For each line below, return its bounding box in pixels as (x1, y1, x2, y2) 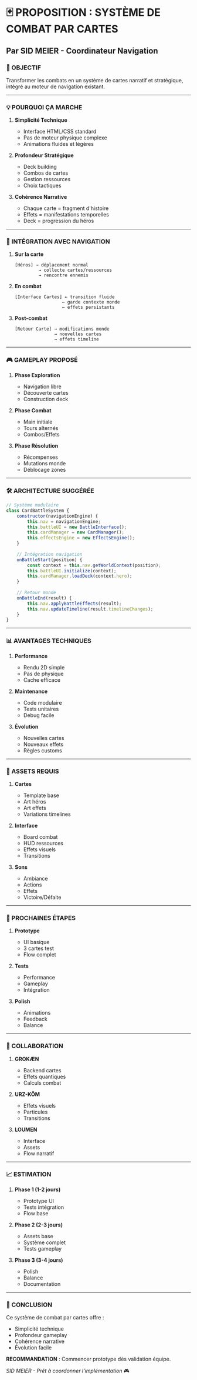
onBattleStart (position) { (16, 556, 83, 563)
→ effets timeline (54, 336, 99, 342)
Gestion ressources (23, 176, 71, 183)
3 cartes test (23, 945, 55, 952)
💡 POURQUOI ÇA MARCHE (6, 103, 83, 111)
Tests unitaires (23, 705, 59, 712)
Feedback (23, 1015, 48, 1022)
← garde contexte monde (62, 299, 120, 305)
